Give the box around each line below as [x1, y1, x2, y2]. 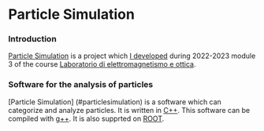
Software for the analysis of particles [8, 79, 154, 90]
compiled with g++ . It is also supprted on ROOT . [8, 114, 165, 123]
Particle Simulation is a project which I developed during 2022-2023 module [8, 51, 256, 60]
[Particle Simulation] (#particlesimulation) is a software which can [8, 96, 222, 107]
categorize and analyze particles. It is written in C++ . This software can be [8, 105, 251, 115]
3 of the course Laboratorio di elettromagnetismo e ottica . [8, 60, 196, 69]
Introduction [8, 34, 57, 45]
